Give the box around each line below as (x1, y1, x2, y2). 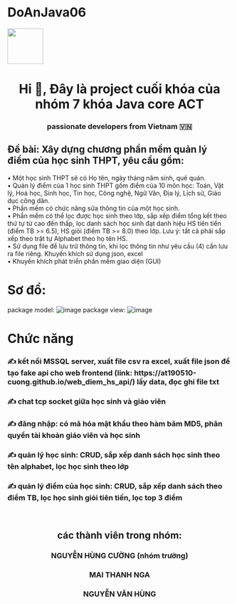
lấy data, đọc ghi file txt (136, 377, 219, 387)
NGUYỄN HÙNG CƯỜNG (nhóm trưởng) (51, 551, 189, 561)
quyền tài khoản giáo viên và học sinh (7, 430, 141, 440)
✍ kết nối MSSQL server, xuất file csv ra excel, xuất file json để (7, 356, 231, 366)
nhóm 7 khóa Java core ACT (35, 96, 204, 113)
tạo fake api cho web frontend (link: (7, 368, 133, 378)
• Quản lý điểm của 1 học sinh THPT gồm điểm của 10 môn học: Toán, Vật (7, 181, 224, 190)
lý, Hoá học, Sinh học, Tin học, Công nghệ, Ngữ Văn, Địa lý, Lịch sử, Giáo (7, 188, 222, 197)
